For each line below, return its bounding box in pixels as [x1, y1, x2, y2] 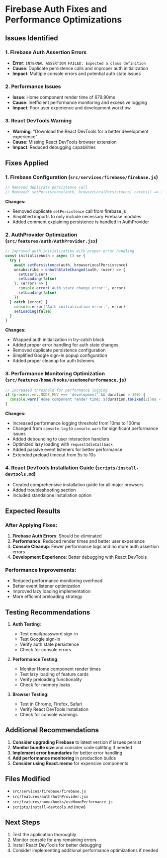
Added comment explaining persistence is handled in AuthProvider [12, 219, 149, 225]
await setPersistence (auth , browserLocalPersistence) [14, 262, 128, 267]
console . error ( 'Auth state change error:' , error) [18, 286, 126, 291]
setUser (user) [18, 272, 48, 277]
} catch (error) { [9, 299, 48, 304]
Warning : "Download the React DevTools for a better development [12, 128, 149, 135]
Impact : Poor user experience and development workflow [12, 105, 131, 111]
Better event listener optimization [12, 583, 81, 589]
